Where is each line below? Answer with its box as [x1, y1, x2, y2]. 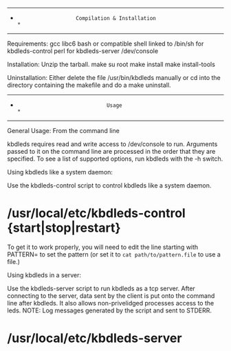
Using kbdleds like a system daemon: [7, 168, 113, 176]
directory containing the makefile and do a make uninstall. [7, 81, 171, 89]
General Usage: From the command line [7, 127, 120, 134]
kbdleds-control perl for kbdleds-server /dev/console [7, 47, 159, 55]
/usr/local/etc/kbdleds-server [7, 330, 182, 346]
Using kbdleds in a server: [7, 270, 81, 279]
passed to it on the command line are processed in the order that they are [7, 148, 216, 155]
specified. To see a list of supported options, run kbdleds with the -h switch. [7, 154, 223, 163]
